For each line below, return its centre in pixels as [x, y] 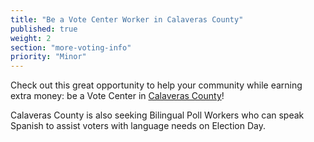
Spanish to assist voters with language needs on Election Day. [138, 126]
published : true [44, 29]
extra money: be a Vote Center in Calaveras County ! [117, 96]
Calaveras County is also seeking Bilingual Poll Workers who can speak [157, 115]
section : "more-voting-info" [71, 47]
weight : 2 [31, 38]
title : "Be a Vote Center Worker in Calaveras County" [127, 19]
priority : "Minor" [48, 57]
